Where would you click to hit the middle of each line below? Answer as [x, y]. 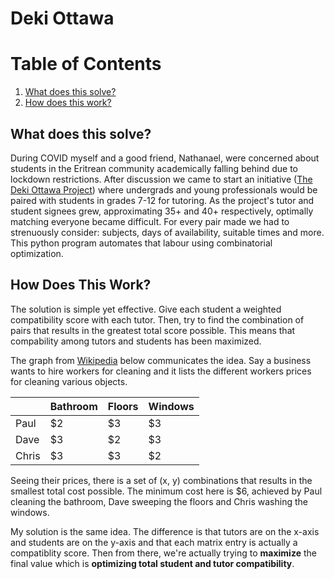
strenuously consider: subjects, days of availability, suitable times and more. [167, 232]
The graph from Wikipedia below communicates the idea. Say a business [161, 360]
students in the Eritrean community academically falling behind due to [154, 168]
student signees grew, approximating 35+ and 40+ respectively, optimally [162, 211]
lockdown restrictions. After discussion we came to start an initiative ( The [161, 179]
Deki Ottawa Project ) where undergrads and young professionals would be [164, 189]
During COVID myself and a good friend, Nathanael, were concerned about [165, 158]
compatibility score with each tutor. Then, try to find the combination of [157, 319]
